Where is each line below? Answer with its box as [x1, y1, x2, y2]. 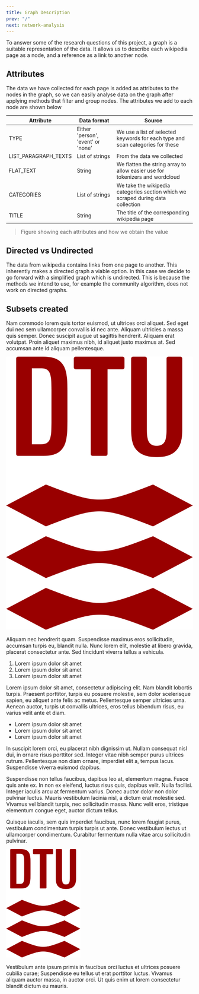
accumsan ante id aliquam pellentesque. [6, 345, 105, 352]
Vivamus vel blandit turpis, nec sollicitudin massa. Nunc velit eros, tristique [6, 800, 189, 808]
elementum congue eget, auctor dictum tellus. [6, 807, 118, 814]
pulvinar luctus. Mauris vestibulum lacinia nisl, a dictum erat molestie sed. [6, 794, 186, 802]
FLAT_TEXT [8, 167, 37, 175]
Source [144, 116, 163, 124]
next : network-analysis [6, 22, 65, 28]
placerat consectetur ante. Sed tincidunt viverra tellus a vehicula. [6, 648, 165, 656]
